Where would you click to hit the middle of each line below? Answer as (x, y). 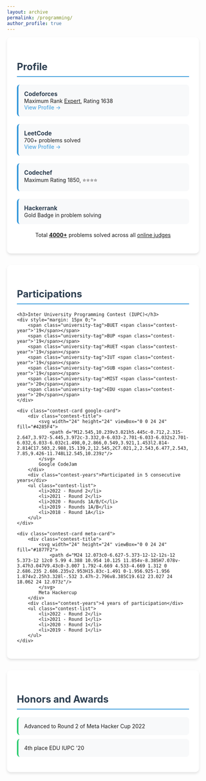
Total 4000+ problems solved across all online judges (103, 235)
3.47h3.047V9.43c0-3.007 (48, 566)
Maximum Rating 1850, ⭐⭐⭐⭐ (61, 180)
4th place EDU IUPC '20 (54, 748)
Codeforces (41, 94)
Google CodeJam (58, 464)
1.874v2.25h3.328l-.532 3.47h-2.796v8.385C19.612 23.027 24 (95, 576)
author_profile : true (34, 23)
